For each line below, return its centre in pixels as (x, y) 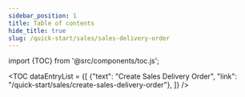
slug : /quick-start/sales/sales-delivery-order (89, 38)
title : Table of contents (51, 23)
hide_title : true (37, 30)
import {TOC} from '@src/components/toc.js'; (84, 61)
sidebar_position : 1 (43, 16)
